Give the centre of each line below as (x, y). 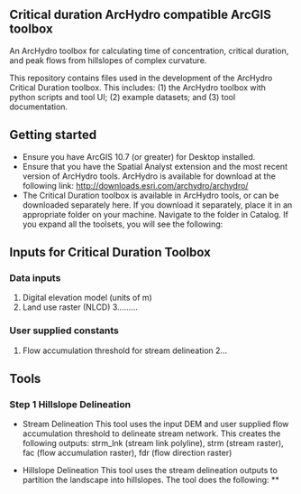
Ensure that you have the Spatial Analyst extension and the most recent (155, 166)
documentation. (39, 107)
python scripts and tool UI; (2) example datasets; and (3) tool (123, 97)
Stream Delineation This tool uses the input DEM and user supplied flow (155, 424)
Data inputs (35, 277)
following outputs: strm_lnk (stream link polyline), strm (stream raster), (153, 443)
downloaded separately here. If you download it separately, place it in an (157, 205)
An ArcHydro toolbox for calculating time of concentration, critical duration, (149, 51)
